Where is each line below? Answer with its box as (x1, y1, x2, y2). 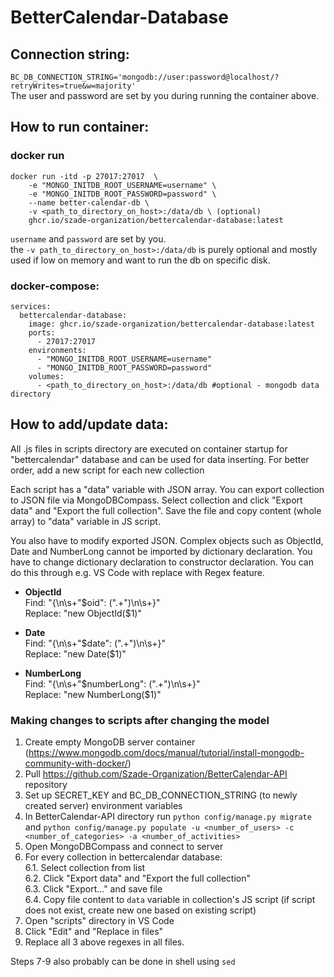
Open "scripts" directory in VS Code (24, 915, 175, 927)
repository (24, 779, 68, 791)
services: (10, 301, 52, 311)
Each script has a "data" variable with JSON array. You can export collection (10, 483, 325, 495)
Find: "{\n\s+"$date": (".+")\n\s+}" (24, 637, 167, 649)
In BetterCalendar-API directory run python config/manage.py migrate (24, 811, 312, 823)
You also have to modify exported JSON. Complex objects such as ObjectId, (10, 534, 324, 546)
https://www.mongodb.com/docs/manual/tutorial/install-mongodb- (28, 747, 305, 759)
